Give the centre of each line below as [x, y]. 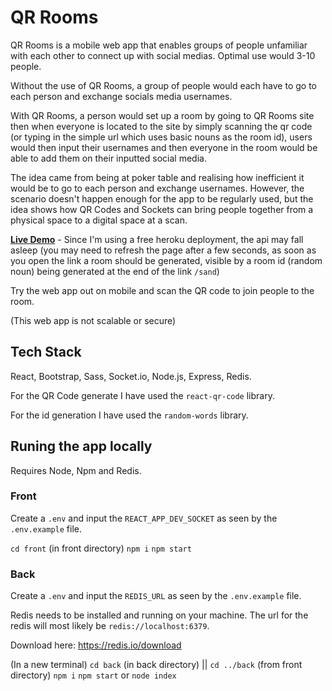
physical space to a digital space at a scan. [99, 220]
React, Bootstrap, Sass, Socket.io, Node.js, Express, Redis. [131, 376]
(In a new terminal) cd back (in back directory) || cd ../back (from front [156, 665]
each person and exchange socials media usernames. [121, 96]
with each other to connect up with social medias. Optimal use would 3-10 [163, 55]
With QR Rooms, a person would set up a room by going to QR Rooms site [162, 115]
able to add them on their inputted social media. [108, 158]
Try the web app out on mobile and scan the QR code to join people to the [162, 290]
